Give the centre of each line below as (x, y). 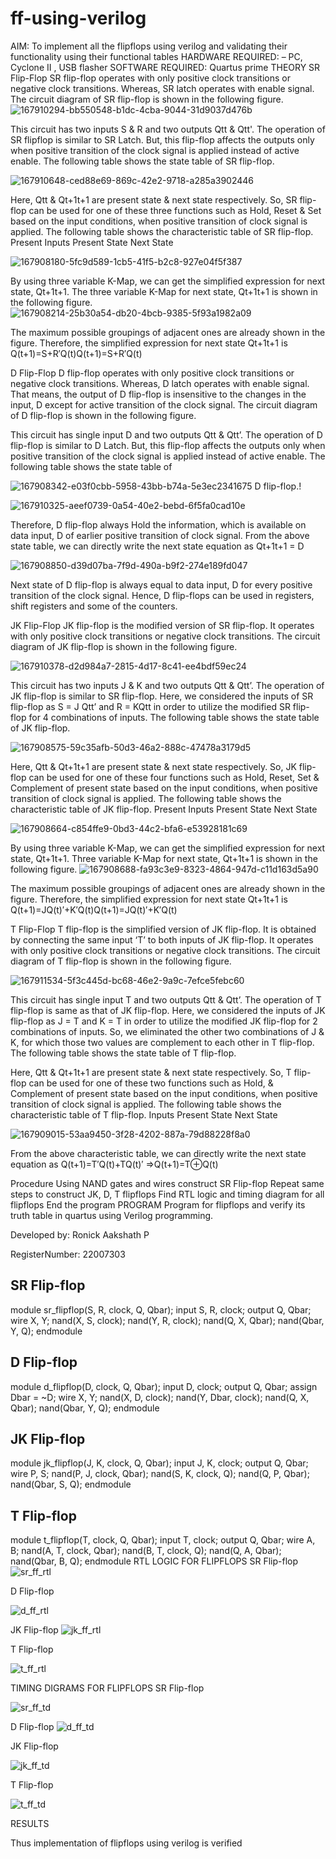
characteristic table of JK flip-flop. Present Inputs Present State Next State (164, 809)
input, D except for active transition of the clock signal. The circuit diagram (164, 404)
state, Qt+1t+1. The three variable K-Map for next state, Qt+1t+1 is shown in (164, 291)
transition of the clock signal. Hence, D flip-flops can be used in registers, (162, 595)
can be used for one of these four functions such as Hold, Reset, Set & (174, 777)
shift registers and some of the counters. (94, 606)
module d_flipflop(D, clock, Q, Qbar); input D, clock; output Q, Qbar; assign (164, 1386)
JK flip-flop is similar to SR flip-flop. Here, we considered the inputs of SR (162, 696)
